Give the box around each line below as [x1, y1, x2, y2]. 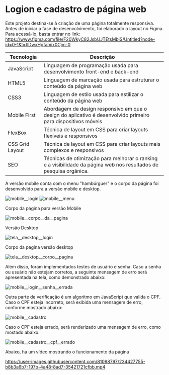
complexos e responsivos [43, 147, 104, 154]
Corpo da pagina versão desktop [5, 244, 73, 250]
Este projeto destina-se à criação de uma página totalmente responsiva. [5, 20, 154, 26]
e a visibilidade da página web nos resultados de [43, 161, 159, 168]
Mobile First [8, 112, 36, 119]
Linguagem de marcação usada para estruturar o [43, 76, 159, 83]
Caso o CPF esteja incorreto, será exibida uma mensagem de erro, [5, 299, 143, 305]
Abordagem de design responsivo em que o [43, 105, 147, 112]
